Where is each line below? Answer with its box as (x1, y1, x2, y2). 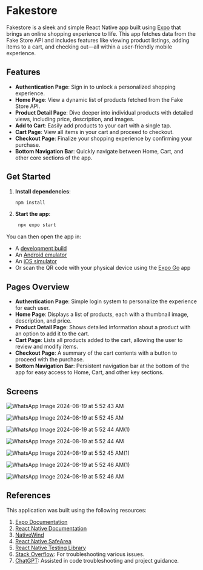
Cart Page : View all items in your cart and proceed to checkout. (15, 128, 174, 135)
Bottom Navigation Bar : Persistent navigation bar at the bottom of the (15, 362, 190, 370)
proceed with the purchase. (15, 356, 84, 363)
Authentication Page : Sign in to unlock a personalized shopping (15, 83, 176, 90)
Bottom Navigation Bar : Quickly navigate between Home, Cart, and (15, 147, 184, 155)
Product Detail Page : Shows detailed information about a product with (15, 324, 191, 331)
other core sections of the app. (15, 154, 93, 161)
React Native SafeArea (15, 537, 72, 545)
